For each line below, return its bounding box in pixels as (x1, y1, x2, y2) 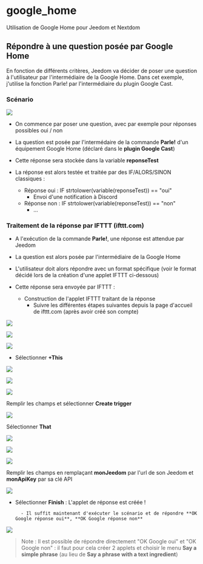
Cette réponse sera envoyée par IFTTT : (15, 283, 115, 291)
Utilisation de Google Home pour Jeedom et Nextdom (6, 24, 141, 31)
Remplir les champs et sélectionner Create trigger (6, 400, 132, 407)
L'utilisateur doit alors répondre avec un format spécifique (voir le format (15, 265, 196, 272)
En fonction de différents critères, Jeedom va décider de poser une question (6, 67, 198, 74)
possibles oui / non (15, 127, 63, 134)
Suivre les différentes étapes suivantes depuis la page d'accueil (33, 301, 193, 309)
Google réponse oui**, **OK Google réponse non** (15, 516, 144, 522)
